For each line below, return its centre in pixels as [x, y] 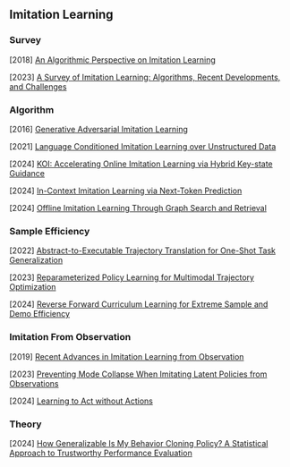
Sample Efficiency [50, 231]
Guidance [27, 173]
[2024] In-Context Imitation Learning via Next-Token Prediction [126, 191]
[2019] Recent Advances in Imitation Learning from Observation [127, 356]
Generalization [36, 260]
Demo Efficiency [39, 314]
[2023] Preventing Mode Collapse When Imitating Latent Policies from [138, 374]
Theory [26, 424]
